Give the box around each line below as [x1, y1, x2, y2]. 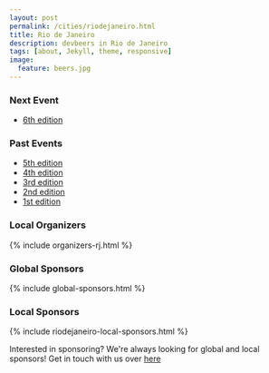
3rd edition [22, 177, 63, 188]
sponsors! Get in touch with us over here [9, 353, 161, 364]
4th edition [22, 167, 63, 178]
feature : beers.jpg [17, 64, 91, 74]
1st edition [22, 196, 62, 207]
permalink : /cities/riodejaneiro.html [9, 22, 156, 31]
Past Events [9, 137, 63, 150]
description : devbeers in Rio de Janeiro [9, 38, 168, 48]
